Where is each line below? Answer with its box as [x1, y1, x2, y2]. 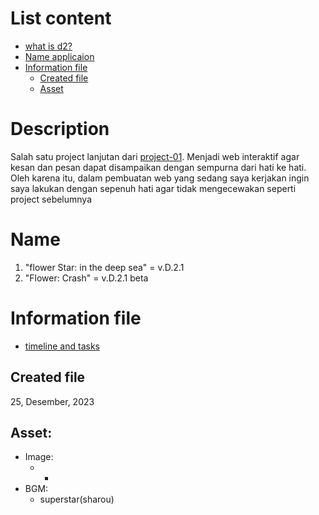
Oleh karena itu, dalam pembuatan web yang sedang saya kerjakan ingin [10, 172, 310, 184]
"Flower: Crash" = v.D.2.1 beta [24, 272, 149, 284]
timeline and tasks [24, 340, 100, 352]
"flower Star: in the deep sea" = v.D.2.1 [24, 261, 185, 273]
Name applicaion [24, 50, 95, 62]
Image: [24, 451, 54, 463]
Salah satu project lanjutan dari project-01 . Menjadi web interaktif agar [10, 150, 300, 162]
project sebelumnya [10, 193, 93, 205]
